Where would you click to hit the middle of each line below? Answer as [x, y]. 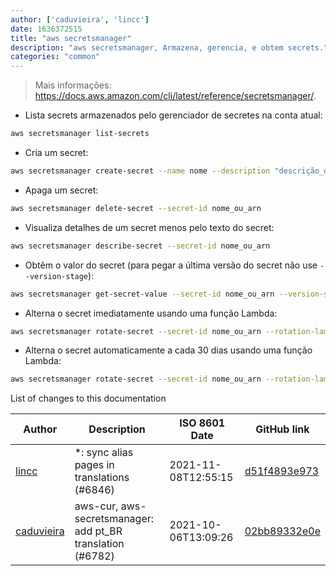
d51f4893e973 [282, 471]
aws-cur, [96, 506]
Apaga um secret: [61, 190]
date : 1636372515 [46, 29]
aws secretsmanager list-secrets [80, 134]
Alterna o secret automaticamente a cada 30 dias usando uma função [168, 350]
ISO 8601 [202, 423]
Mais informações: [73, 85]
